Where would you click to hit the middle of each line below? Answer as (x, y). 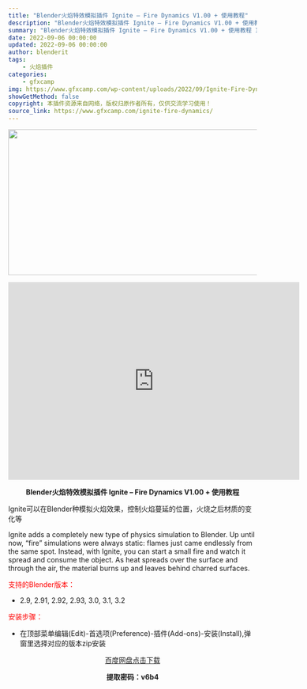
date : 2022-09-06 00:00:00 (52, 38)
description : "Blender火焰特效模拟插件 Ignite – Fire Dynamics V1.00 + (124, 23)
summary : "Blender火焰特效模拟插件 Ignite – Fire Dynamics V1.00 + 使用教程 (130, 30)
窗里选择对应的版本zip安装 (63, 643)
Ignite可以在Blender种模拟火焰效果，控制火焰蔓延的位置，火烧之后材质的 (127, 509)
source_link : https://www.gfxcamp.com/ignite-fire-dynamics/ (111, 112)
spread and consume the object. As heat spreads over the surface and (123, 560)
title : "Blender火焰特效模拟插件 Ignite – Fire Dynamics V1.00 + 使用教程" (128, 15)
